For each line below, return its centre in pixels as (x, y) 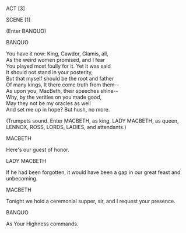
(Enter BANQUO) (26, 31)
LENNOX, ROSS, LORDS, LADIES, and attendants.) (66, 127)
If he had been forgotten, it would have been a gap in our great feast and (93, 172)
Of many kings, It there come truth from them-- (63, 85)
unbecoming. (22, 178)
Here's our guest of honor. (38, 149)
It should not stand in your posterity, (50, 72)
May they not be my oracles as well (49, 103)
